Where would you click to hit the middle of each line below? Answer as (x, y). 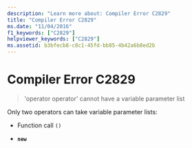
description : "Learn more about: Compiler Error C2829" (89, 13)
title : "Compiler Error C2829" (52, 20)
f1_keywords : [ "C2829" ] (41, 33)
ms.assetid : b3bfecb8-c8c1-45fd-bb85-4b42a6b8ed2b (81, 45)
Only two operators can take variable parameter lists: (82, 112)
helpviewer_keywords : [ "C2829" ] (53, 39)
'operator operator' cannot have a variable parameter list (104, 98)
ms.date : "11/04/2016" (40, 26)
